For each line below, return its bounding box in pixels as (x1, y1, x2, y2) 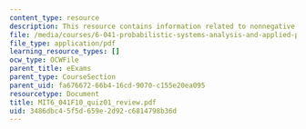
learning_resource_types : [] (9, 47, 120, 56)
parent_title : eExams (9, 64, 92, 74)
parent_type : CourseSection (9, 73, 117, 82)
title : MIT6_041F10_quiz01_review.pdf (9, 97, 157, 107)
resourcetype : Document (9, 89, 100, 98)
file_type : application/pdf (9, 38, 117, 48)
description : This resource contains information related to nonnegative (9, 22, 296, 31)
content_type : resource (9, 13, 100, 23)
